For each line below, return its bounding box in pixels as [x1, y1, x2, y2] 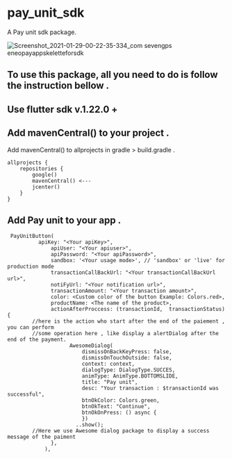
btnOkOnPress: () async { [81, 409, 157, 417]
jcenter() [32, 183, 60, 191]
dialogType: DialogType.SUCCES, [81, 367, 176, 373]
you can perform [7, 324, 54, 331]
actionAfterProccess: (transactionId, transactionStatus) [51, 306, 226, 313]
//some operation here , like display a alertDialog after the [32, 330, 219, 337]
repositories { [19, 165, 64, 172]
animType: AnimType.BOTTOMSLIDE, [81, 373, 179, 380]
